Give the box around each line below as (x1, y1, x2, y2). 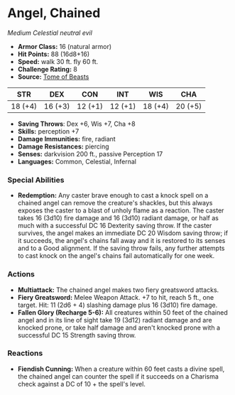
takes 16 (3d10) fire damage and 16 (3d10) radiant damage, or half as (17, 214, 219, 222)
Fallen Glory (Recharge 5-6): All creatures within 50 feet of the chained (17, 308, 229, 317)
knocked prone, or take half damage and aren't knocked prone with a (17, 323, 221, 332)
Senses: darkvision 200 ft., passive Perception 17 (17, 149, 163, 158)
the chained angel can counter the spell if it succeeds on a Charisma (17, 372, 219, 381)
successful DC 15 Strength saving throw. (17, 330, 136, 339)
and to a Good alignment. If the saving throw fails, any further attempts (17, 244, 225, 253)
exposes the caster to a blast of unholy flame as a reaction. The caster (17, 206, 224, 215)
